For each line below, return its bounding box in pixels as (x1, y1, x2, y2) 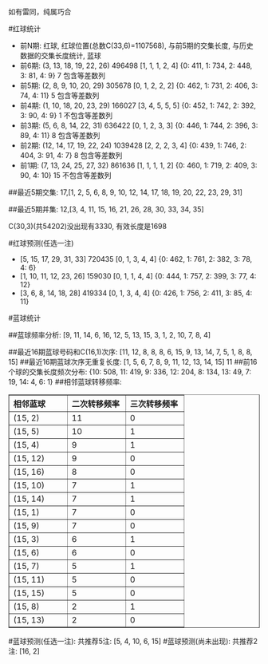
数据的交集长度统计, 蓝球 (19, 51, 101, 60)
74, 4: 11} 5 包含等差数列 (19, 91, 100, 100)
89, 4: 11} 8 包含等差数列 (19, 131, 100, 140)
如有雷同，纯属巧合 (8, 7, 72, 16)
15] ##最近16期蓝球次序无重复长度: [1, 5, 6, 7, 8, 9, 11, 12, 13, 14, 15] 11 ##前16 (8, 358, 258, 366)
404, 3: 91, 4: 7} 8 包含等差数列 (19, 151, 123, 160)
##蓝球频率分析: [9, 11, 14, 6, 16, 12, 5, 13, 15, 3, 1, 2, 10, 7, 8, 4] (8, 330, 211, 339)
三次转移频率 (130, 398, 179, 409)
